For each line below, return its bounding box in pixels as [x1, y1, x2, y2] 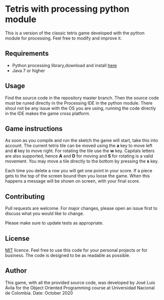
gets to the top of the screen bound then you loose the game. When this [5, 173, 150, 179]
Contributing [5, 192, 45, 201]
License [5, 234, 30, 243]
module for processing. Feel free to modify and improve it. [5, 35, 122, 41]
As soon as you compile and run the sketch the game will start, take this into [5, 138, 159, 143]
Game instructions [5, 124, 62, 133]
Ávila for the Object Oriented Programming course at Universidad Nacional [5, 285, 155, 291]
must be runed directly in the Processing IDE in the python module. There [5, 100, 153, 106]
